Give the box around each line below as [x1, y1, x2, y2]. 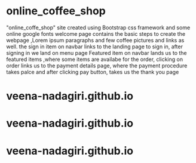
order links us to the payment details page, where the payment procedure [6, 61, 188, 69]
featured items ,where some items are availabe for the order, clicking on [6, 56, 183, 63]
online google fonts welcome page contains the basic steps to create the [6, 30, 186, 37]
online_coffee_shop [6, 4, 106, 18]
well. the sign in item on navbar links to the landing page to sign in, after [6, 43, 183, 50]
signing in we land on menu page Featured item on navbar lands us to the [6, 49, 187, 56]
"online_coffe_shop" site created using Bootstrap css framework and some [6, 24, 191, 31]
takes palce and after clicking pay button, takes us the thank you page [6, 68, 179, 75]
